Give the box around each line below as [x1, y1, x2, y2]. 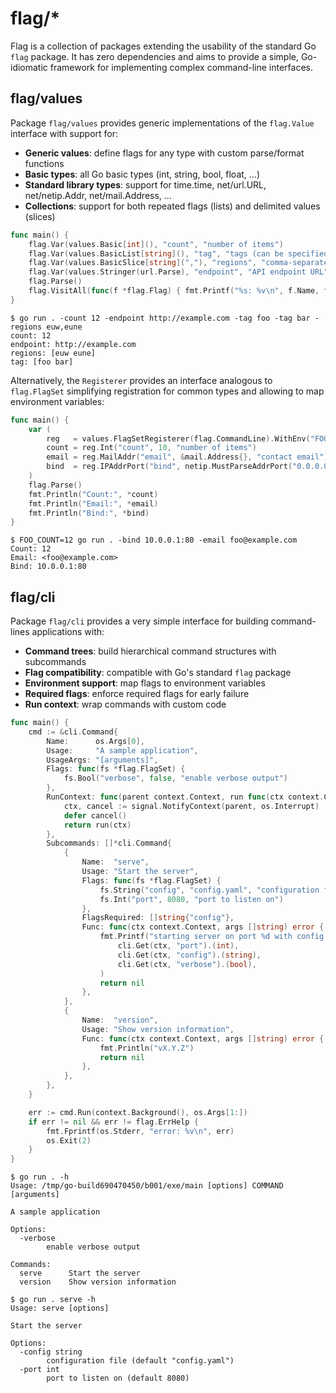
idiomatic [10, 61, 48, 73]
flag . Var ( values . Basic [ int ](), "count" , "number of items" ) [28, 239, 284, 249]
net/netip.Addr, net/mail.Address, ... [24, 189, 172, 201]
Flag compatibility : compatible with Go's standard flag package [24, 667, 292, 679]
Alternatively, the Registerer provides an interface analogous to [10, 374, 273, 386]
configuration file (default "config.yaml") [46, 1356, 235, 1366]
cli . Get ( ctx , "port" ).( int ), [117, 941, 240, 951]
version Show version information [19, 1277, 177, 1287]
